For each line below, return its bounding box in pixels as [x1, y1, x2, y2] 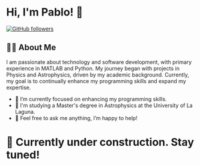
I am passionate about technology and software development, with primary [6, 58, 192, 65]
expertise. [6, 84, 31, 91]
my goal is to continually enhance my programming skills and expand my [6, 77, 186, 84]
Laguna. [14, 108, 35, 115]
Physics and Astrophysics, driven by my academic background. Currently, [6, 71, 189, 78]
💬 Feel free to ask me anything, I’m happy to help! [14, 114, 138, 121]
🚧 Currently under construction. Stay [6, 135, 194, 149]
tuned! [6, 148, 40, 161]
